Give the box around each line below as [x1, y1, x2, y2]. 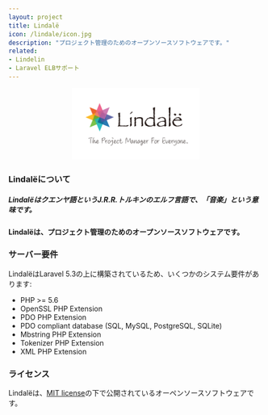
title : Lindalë [8, 21, 60, 30]
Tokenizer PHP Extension [19, 337, 105, 347]
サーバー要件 [8, 249, 58, 260]
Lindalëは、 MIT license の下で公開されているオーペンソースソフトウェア [8, 388, 248, 398]
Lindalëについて [8, 174, 71, 185]
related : [8, 47, 38, 56]
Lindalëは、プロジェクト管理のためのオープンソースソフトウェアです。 [8, 227, 245, 237]
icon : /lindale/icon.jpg [8, 30, 92, 38]
